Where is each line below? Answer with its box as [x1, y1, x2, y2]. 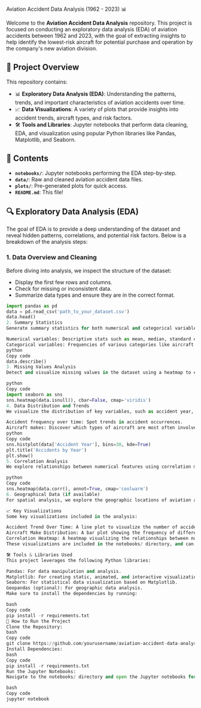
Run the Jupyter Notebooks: [6, 668, 77, 674]
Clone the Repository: [6, 624, 63, 630]
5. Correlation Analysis [6, 458, 68, 464]
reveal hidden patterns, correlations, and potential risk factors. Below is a [6, 232, 187, 239]
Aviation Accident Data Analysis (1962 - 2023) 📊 [6, 5, 127, 13]
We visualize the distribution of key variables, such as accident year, [6, 408, 194, 414]
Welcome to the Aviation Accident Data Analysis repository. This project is [6, 19, 193, 26]
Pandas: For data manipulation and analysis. [6, 568, 121, 574]
